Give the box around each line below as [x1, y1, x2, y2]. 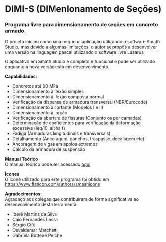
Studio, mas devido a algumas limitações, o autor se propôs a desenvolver [5, 44, 157, 50]
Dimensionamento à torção [12, 110, 68, 116]
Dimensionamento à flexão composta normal [12, 94, 104, 100]
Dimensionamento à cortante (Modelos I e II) [12, 104, 104, 110]
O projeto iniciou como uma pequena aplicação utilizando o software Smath [5, 39, 160, 45]
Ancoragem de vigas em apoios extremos [12, 141, 98, 147]
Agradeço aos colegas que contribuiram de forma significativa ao [5, 196, 139, 202]
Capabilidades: [5, 73, 37, 80]
